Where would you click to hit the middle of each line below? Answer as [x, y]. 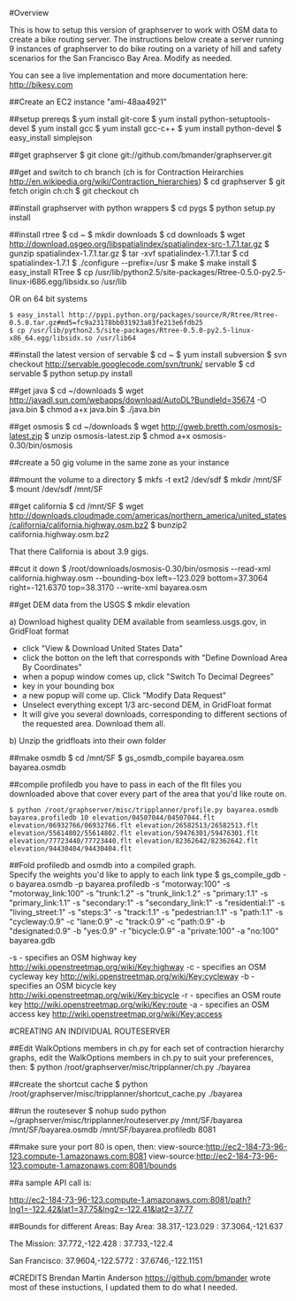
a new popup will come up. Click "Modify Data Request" [124, 695]
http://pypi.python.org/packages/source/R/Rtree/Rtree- [173, 315]
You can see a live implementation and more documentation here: [129, 75]
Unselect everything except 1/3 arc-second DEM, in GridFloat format [147, 704]
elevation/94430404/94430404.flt [71, 849]
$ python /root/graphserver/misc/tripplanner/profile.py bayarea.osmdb [144, 810]
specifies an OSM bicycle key [63, 985]
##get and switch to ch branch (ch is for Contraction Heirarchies [127, 172]
